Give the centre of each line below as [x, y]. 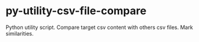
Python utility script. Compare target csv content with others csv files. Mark [99, 27]
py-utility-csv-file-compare [76, 11]
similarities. [20, 33]
